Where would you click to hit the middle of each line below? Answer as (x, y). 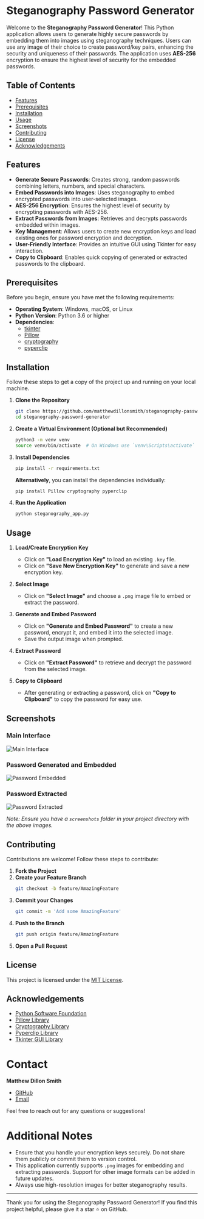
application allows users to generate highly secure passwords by (87, 34)
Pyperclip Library (37, 1033)
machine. (18, 388)
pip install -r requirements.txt (57, 468)
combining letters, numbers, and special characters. (80, 186)
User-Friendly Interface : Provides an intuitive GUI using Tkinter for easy (106, 244)
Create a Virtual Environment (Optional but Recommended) (91, 428)
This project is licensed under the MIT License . (65, 979)
